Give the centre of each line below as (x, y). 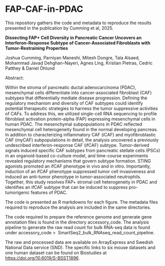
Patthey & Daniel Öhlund (30, 68)
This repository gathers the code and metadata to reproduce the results (78, 23)
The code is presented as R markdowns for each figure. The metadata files (82, 202)
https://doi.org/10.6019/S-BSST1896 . (43, 258)
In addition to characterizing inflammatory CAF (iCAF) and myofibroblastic (81, 134)
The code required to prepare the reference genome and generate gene (79, 217)
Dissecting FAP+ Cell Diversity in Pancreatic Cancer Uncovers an (74, 38)
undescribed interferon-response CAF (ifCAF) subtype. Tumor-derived (77, 145)
